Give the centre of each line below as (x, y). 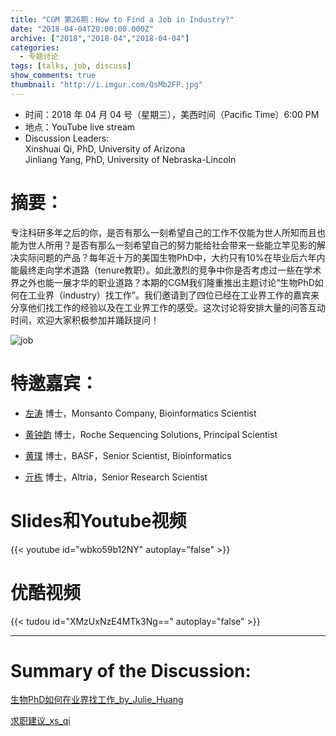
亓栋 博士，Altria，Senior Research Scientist (116, 477)
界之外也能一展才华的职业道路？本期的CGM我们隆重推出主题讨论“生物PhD (162, 282)
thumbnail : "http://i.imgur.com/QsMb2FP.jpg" (106, 85)
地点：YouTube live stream (80, 127)
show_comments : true (53, 76)
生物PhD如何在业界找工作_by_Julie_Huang (97, 700)
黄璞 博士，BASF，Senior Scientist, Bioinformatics (128, 455)
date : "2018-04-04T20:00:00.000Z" (82, 29)
